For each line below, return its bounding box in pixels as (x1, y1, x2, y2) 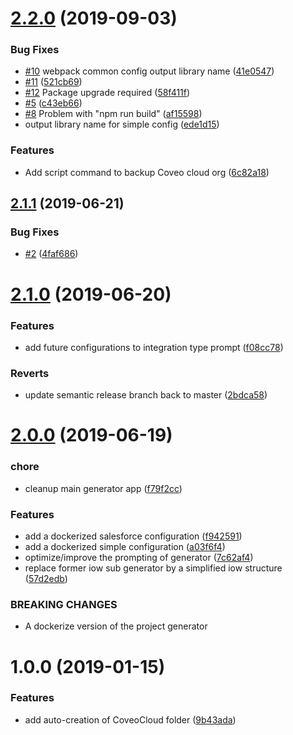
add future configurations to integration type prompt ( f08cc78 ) (24, 341, 284, 353)
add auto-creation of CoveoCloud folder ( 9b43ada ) (24, 713, 237, 726)
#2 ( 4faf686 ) (24, 248, 79, 260)
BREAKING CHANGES (10, 597, 118, 611)
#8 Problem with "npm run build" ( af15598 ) (24, 108, 203, 120)
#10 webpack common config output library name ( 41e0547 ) (24, 65, 275, 77)
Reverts (10, 366, 50, 380)
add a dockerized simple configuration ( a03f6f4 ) (24, 541, 226, 553)
